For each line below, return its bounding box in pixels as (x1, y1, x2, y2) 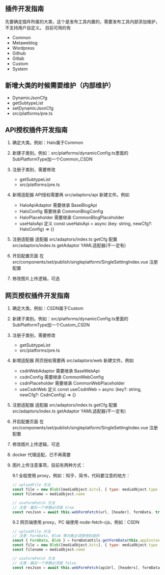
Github (12, 50, 26, 56)
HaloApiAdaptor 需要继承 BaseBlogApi (19, 202, 97, 208)
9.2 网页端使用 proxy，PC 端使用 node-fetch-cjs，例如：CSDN (12, 519, 140, 525)
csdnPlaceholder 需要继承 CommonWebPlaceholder (19, 380, 125, 386)
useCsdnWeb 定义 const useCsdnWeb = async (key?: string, (19, 386, 142, 392)
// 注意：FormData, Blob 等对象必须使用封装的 (12, 533, 100, 539)
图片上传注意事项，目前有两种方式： (12, 462, 86, 468)
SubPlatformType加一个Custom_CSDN (12, 322, 90, 328)
